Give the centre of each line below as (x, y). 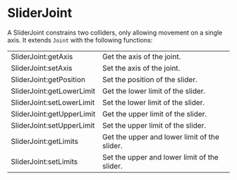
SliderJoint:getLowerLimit (53, 91)
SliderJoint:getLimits (45, 141)
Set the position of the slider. (150, 79)
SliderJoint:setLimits (44, 162)
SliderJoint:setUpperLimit (53, 125)
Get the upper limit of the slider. (154, 114)
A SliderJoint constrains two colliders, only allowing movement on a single (115, 32)
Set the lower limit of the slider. (153, 102)
